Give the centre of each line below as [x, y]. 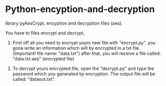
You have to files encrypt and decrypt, [45, 33]
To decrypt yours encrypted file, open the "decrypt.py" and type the [83, 68]
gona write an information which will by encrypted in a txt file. [76, 48]
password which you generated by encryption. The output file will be [84, 73]
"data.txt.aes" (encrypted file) [43, 58]
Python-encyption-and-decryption [80, 9]
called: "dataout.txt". [34, 79]
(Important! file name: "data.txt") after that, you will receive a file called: [87, 53]
